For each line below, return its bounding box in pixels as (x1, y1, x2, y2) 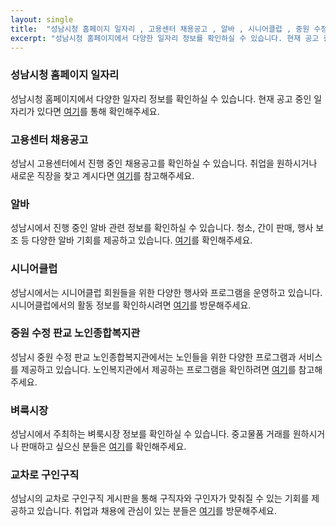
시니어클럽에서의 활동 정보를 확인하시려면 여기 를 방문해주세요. (10, 299, 252, 311)
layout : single (10, 14, 74, 25)
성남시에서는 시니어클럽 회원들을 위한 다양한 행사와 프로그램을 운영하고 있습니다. (10, 286, 323, 298)
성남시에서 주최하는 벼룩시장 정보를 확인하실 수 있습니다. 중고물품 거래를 (10, 428, 291, 440)
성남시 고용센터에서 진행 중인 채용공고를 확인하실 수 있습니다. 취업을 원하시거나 (10, 157, 318, 169)
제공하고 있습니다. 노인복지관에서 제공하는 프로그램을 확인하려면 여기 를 (20, 363, 297, 375)
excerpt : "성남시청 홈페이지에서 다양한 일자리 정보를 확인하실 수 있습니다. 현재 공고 (10, 33, 320, 43)
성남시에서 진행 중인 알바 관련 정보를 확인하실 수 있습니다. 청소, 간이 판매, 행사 (10, 222, 314, 234)
